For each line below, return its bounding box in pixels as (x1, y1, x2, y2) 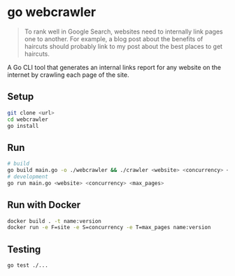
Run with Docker (7, 199, 81, 211)
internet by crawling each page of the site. (7, 71, 129, 79)
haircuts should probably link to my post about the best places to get (24, 42, 222, 50)
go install (7, 122, 39, 129)
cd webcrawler (7, 116, 49, 123)
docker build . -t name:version (7, 217, 101, 224)
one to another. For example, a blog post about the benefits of (24, 34, 204, 43)
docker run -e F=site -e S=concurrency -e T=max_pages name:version (7, 224, 211, 231)
